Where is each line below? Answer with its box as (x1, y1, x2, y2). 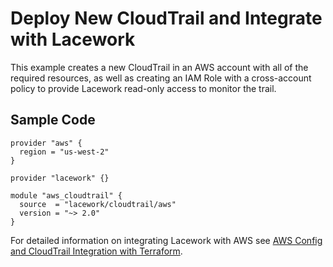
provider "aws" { (10, 138, 83, 148)
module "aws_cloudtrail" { (10, 190, 123, 201)
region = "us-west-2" (19, 147, 110, 157)
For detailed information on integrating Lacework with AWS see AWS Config (10, 234, 323, 246)
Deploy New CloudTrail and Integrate (10, 7, 323, 30)
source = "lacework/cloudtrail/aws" (19, 199, 177, 209)
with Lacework (10, 28, 136, 51)
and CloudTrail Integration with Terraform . (10, 245, 183, 257)
